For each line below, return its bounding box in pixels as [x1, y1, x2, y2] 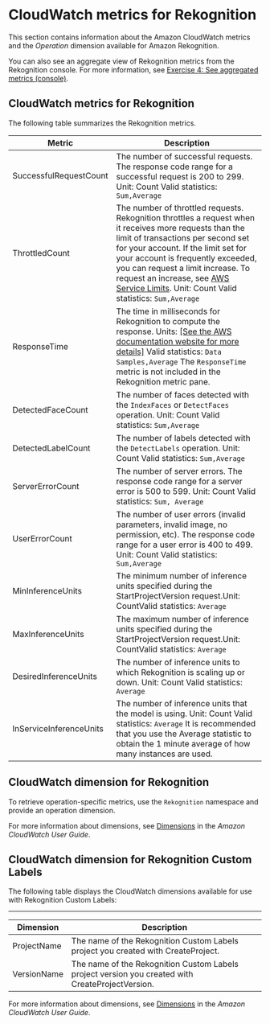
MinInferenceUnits [12, 585, 83, 596]
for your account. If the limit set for [116, 242, 247, 253]
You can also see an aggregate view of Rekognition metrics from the [8, 56, 235, 66]
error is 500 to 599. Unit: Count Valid [116, 485, 256, 496]
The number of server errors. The [116, 465, 243, 476]
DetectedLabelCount [12, 442, 91, 454]
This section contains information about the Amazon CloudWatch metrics [8, 32, 251, 42]
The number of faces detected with [116, 389, 249, 400]
